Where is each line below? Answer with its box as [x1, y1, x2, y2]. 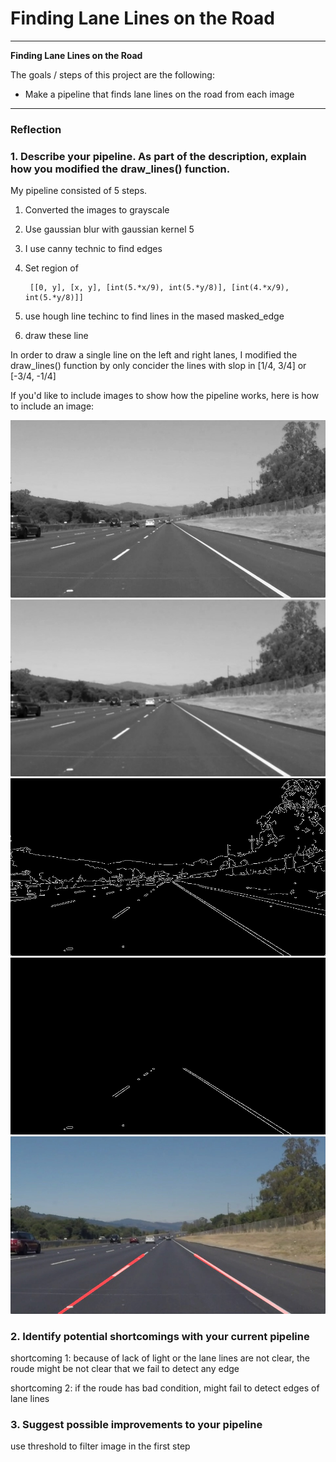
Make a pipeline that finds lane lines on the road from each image [24, 88, 295, 100]
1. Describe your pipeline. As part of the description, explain [10, 149, 307, 163]
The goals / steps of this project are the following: [10, 68, 215, 81]
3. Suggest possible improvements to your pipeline [10, 1417, 263, 1431]
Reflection [10, 122, 62, 136]
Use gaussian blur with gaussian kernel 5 [24, 223, 195, 236]
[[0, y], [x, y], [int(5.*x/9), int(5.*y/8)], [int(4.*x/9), [29, 283, 290, 293]
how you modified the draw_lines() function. [10, 162, 231, 176]
